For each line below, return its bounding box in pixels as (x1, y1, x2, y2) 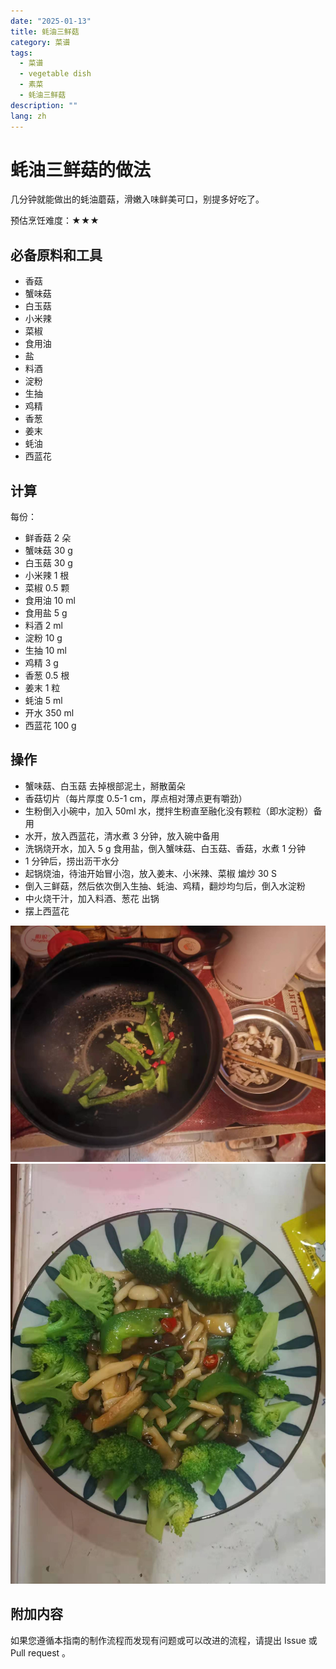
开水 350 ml (24, 707, 75, 719)
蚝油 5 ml (24, 695, 63, 707)
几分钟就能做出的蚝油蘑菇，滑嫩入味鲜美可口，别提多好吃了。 (10, 193, 265, 205)
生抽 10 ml (24, 645, 67, 657)
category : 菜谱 (10, 37, 71, 47)
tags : (10, 48, 33, 58)
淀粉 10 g (24, 632, 63, 644)
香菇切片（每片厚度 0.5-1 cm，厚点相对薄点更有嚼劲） (24, 792, 248, 804)
